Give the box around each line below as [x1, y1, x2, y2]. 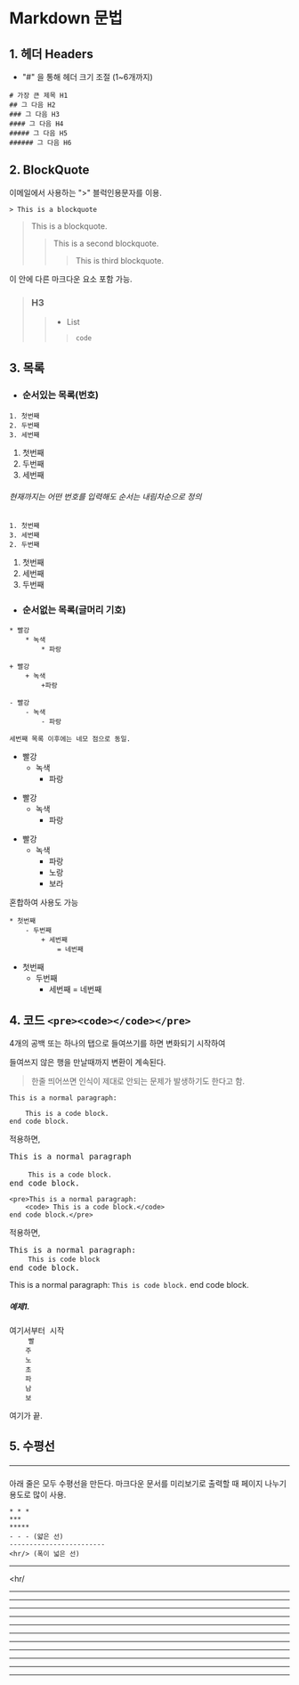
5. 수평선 [9, 1439, 55, 1454]
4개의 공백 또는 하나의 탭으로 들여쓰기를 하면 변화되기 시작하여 [9, 1038, 226, 1049]
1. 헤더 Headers [9, 46, 93, 61]
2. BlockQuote [9, 162, 90, 178]
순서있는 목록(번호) [21, 389, 100, 402]
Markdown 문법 [9, 8, 123, 28]
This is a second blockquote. [53, 238, 159, 248]
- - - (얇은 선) [9, 1533, 64, 1542]
